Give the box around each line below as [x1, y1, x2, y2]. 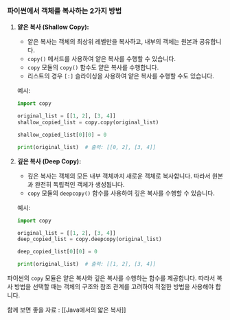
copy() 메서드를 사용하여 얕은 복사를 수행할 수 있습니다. [27, 55, 176, 63]
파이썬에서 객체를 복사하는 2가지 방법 [7, 5, 122, 15]
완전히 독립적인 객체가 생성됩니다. [34, 180, 125, 188]
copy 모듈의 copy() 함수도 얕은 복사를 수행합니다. [27, 63, 159, 71]
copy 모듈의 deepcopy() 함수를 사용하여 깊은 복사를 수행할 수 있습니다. [27, 189, 215, 197]
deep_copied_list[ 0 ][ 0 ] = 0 [16, 249, 98, 255]
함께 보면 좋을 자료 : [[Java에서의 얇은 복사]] [7, 306, 126, 314]
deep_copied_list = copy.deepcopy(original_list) [16, 236, 163, 243]
